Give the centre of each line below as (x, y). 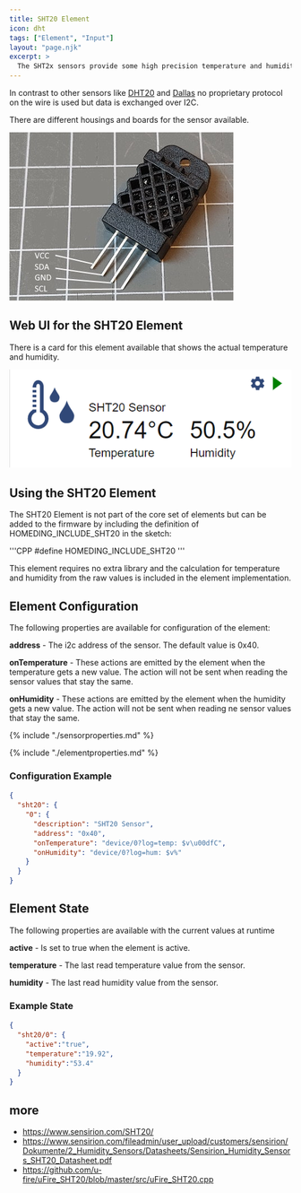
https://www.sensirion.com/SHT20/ (88, 1132)
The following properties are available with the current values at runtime (142, 930)
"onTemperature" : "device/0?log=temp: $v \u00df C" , (129, 843)
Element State (49, 909)
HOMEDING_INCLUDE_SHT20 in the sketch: (90, 534)
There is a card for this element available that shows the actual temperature (149, 347)
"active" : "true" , (58, 1044)
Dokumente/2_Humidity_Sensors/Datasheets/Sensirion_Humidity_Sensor (156, 1151)
